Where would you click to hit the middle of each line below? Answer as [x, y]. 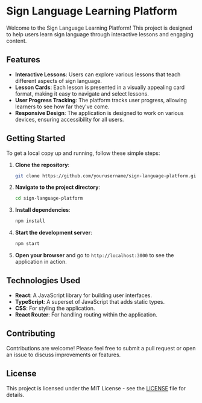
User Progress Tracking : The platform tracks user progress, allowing [101, 100]
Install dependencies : [43, 210]
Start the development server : [53, 233]
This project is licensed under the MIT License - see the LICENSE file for [96, 388]
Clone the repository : [42, 165]
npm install [30, 221]
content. [17, 41]
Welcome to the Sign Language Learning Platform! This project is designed [99, 28]
